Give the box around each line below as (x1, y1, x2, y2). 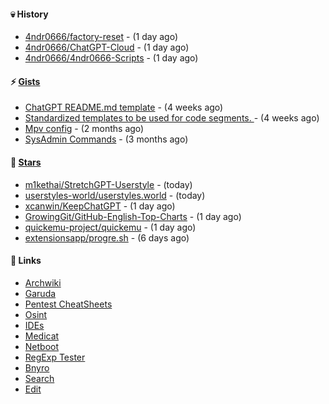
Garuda (24, 287, 57, 299)
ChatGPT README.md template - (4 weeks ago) (24, 101, 224, 114)
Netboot (24, 340, 60, 352)
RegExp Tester (24, 351, 86, 363)
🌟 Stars (10, 156, 42, 168)
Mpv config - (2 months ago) (24, 123, 145, 135)
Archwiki (24, 276, 62, 289)
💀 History (10, 8, 49, 20)
